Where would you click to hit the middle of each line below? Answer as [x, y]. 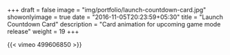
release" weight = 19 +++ [43, 31]
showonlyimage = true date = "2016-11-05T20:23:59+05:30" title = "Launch [115, 17]
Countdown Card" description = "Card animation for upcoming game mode [114, 24]
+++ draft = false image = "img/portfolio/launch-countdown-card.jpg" [107, 10]
